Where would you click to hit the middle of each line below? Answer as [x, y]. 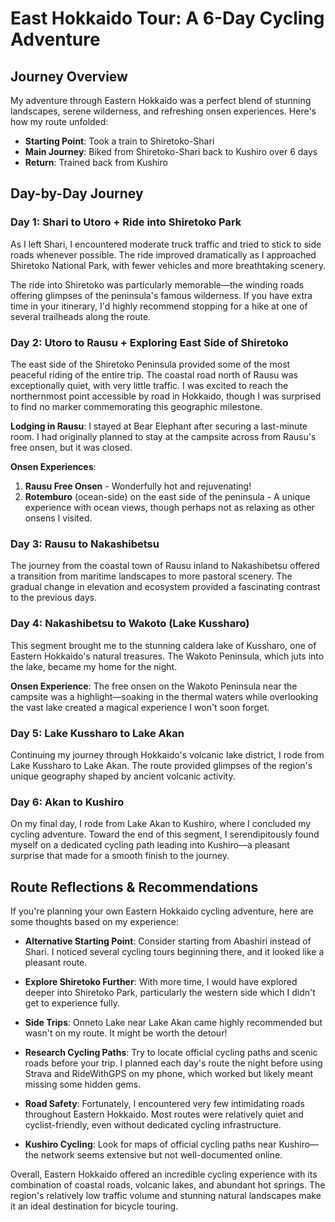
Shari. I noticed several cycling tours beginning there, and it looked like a [174, 951]
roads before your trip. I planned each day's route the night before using [173, 1063]
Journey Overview [69, 76]
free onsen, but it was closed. [71, 447]
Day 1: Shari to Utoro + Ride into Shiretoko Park [126, 222]
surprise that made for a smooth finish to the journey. [120, 856]
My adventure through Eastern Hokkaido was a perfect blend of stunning [161, 100]
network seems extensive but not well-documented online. [161, 1154]
